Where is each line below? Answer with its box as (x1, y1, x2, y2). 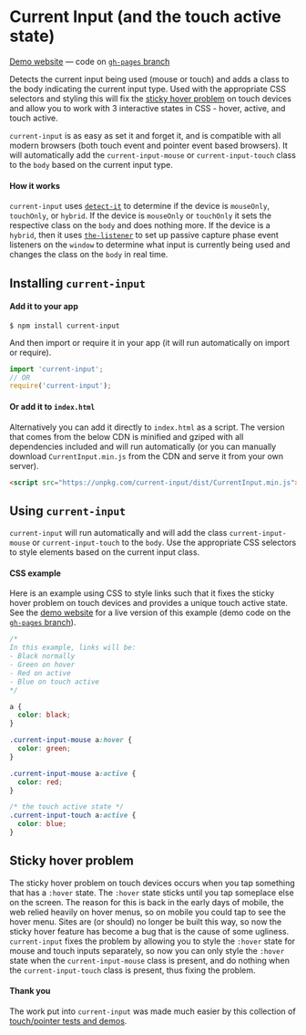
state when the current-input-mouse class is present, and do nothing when (9, 955, 290, 966)
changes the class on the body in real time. (9, 249, 168, 260)
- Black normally (9, 652, 76, 661)
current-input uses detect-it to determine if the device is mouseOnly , (9, 201, 270, 212)
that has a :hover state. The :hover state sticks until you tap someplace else (9, 887, 294, 898)
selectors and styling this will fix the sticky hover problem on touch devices (9, 93, 291, 104)
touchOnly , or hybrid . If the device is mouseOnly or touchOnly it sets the (9, 210, 271, 221)
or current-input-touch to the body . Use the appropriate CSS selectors (31, 537, 297, 549)
